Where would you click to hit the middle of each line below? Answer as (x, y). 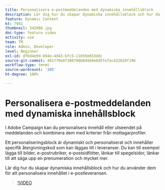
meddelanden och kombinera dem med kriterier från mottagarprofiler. (76, 132)
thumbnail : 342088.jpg (28, 28)
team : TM (14, 42)
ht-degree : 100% (22, 74)
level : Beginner (22, 51)
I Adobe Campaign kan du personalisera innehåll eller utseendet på (73, 127)
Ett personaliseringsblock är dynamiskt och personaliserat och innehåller (79, 142)
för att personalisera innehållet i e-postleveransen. (56, 173)
